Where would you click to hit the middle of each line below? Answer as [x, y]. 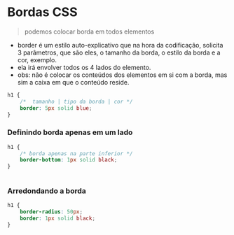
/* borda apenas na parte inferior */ [76, 154]
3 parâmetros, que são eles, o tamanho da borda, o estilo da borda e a [119, 52]
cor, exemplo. [37, 59]
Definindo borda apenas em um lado [70, 132]
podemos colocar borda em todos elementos [89, 31]
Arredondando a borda [47, 191]
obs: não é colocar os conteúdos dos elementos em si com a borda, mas [122, 75]
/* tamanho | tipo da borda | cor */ [76, 101]
